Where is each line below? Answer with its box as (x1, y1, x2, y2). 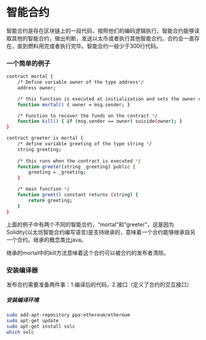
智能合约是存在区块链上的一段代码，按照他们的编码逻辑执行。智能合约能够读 (6, 27, 200, 34)
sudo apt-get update (6, 317, 59, 323)
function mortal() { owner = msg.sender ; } (17, 102, 131, 108)
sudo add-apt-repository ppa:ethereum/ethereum (6, 312, 131, 318)
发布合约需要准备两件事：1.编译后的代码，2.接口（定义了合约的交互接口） (6, 281, 193, 288)
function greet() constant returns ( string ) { (17, 192, 139, 198)
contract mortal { (6, 74, 53, 80)
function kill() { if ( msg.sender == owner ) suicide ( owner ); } (17, 118, 183, 124)
